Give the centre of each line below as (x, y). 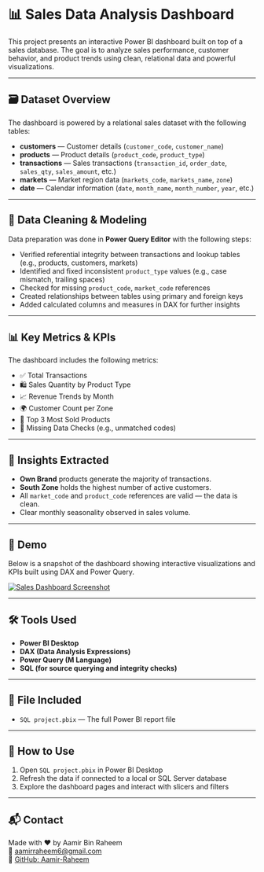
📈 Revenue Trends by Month (66, 396)
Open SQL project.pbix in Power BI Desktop (91, 770)
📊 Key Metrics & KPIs (62, 337)
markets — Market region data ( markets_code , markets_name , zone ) (126, 179)
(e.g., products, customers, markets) (79, 263)
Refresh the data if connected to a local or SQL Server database (123, 778)
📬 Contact (36, 820)
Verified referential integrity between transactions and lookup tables (130, 254)
